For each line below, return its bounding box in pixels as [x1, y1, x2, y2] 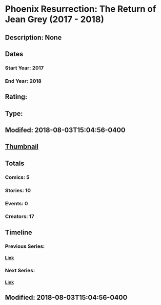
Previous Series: [5, 243, 45, 250]
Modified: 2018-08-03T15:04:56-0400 [5, 293, 128, 302]
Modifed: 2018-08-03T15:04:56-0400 [5, 126, 126, 134]
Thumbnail [5, 143, 39, 151]
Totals [5, 159, 24, 167]
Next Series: [5, 267, 35, 274]
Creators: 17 [5, 213, 35, 220]
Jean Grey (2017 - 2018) [5, 14, 104, 25]
